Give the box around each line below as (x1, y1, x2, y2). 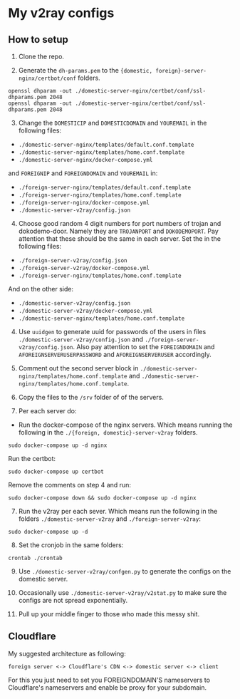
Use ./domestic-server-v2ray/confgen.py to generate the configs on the (18, 567, 231, 575)
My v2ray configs (8, 5, 115, 21)
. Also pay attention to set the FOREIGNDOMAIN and (73, 343, 215, 351)
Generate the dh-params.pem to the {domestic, (18, 66, 152, 74)
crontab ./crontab (8, 554, 63, 561)
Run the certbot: (8, 455, 56, 462)
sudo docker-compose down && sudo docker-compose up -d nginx (8, 495, 197, 502)
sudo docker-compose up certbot (8, 468, 104, 475)
